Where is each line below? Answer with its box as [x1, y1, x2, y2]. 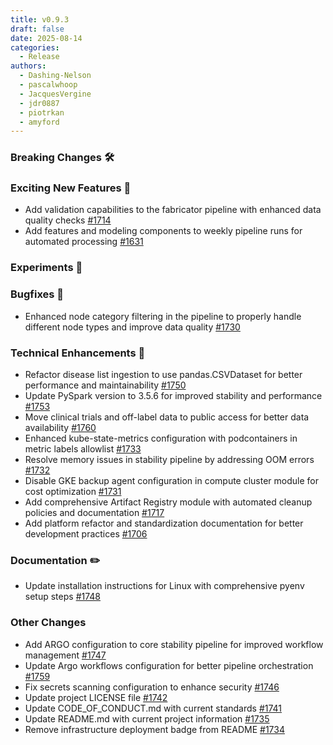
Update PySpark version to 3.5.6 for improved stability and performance [24, 389, 323, 401]
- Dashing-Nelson [19, 71, 92, 81]
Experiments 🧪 [10, 261, 83, 275]
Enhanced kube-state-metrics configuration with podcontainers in [24, 432, 298, 444]
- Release [19, 52, 60, 62]
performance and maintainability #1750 [24, 379, 187, 391]
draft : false [10, 24, 65, 34]
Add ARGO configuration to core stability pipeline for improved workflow [24, 638, 324, 650]
